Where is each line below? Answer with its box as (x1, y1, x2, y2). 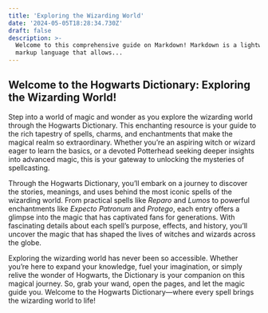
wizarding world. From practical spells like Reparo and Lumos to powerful (8, 195, 250, 204)
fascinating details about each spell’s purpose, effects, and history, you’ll (8, 220, 248, 230)
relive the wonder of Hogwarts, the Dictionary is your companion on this (8, 270, 246, 279)
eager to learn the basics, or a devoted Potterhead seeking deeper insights (8, 145, 255, 156)
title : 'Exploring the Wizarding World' (8, 11, 145, 20)
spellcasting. (8, 163, 50, 172)
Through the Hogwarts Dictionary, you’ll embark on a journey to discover (8, 178, 248, 188)
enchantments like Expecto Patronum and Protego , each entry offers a (8, 204, 240, 213)
